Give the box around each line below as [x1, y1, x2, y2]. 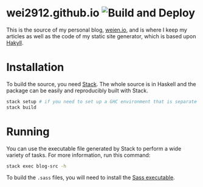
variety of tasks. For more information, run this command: [6, 151, 151, 158]
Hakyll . [6, 39, 24, 46]
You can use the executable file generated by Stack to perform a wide [6, 144, 182, 152]
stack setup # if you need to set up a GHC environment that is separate [6, 98, 198, 104]
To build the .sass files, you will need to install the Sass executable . [6, 174, 175, 182]
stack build [6, 104, 36, 110]
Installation [6, 61, 64, 74]
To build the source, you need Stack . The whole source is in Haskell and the [6, 80, 196, 87]
